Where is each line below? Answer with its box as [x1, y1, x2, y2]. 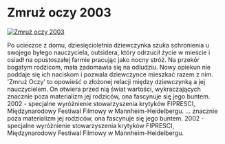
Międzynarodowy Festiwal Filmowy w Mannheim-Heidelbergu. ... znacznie [7, 107, 218, 115]
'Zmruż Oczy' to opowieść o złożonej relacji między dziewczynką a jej [7, 77, 206, 85]
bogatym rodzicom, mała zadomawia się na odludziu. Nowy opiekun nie [7, 63, 211, 71]
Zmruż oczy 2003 [7, 5, 111, 21]
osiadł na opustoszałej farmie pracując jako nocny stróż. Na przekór [7, 55, 200, 63]
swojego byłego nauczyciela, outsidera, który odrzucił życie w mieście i [7, 48, 211, 56]
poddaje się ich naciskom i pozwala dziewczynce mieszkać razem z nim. [7, 70, 213, 79]
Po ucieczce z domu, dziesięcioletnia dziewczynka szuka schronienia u [7, 41, 210, 49]
